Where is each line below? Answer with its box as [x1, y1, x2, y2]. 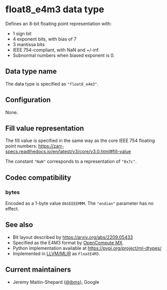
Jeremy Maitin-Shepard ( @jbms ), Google [12, 279, 100, 285]
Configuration [5, 96, 51, 105]
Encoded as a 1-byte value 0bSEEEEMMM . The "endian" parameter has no [5, 200, 154, 206]
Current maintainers [5, 265, 71, 274]
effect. [5, 206, 19, 212]
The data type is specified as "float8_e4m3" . [5, 80, 99, 87]
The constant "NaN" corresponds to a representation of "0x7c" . [5, 158, 137, 164]
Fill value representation [5, 124, 84, 133]
